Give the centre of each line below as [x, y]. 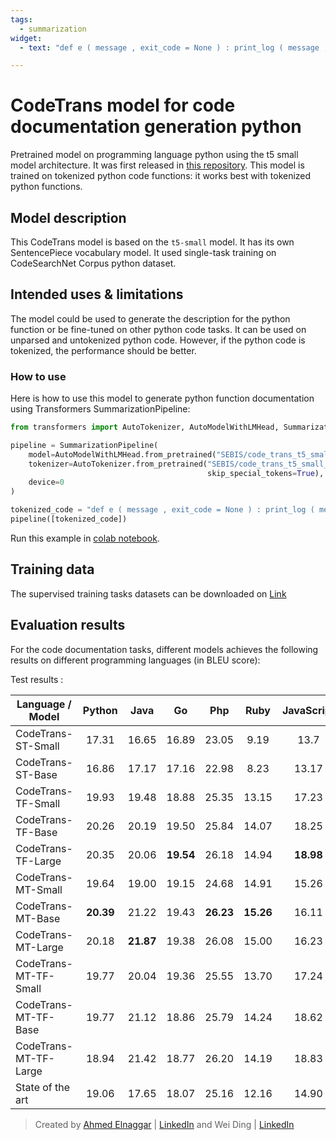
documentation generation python [156, 127]
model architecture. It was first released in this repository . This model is [157, 165]
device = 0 [46, 482]
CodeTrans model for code [123, 105]
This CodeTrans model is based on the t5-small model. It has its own [152, 242]
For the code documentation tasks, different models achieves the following [164, 649]
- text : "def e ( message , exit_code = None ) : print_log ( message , [174, 47]
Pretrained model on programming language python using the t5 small [154, 155]
